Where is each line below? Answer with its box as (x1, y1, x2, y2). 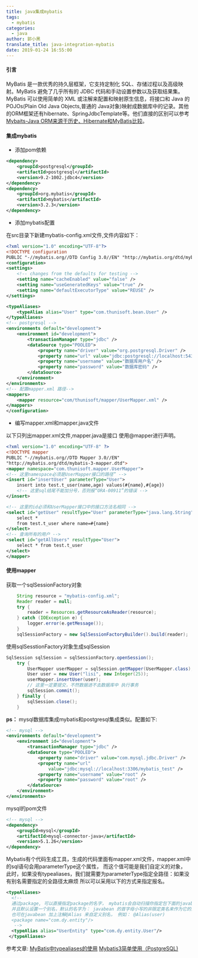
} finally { (16, 693, 46, 699)
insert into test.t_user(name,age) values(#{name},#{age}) (16, 483, 165, 488)
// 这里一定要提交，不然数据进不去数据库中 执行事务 (27, 682, 139, 688)
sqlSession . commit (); (27, 688, 81, 694)
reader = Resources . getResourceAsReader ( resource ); (27, 610, 157, 616)
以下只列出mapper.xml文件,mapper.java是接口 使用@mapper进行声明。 (6, 432, 179, 439)
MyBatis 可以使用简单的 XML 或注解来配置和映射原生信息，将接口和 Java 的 (6, 95, 190, 102)
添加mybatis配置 (14, 219, 55, 226)
